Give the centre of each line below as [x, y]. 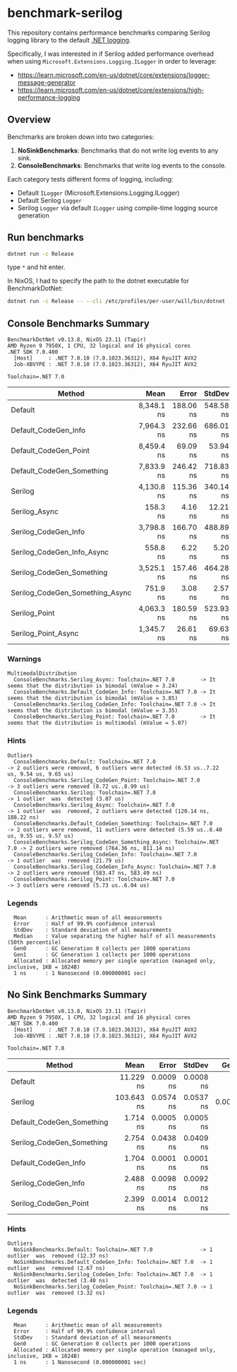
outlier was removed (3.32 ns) [56, 1293]
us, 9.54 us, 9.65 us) [41, 774]
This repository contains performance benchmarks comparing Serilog [109, 32]
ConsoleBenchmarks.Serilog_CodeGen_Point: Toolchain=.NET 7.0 [107, 780]
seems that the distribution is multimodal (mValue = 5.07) [98, 723]
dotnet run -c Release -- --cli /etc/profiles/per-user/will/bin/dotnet [116, 302]
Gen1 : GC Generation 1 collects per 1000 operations [102, 955]
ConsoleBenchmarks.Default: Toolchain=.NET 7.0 [85, 762]
